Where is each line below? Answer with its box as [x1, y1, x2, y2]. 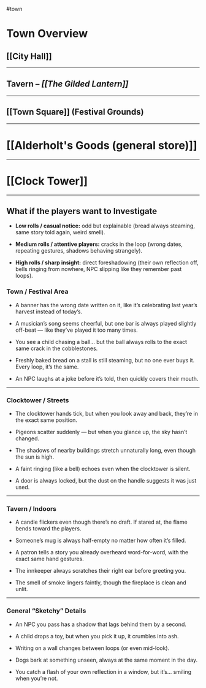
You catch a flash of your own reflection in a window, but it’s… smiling [15, 668, 192, 675]
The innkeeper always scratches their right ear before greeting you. [15, 567, 186, 575]
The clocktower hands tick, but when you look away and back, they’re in [15, 410, 198, 417]
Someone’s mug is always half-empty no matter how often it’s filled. [15, 537, 186, 545]
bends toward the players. [15, 525, 82, 532]
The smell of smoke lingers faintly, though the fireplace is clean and [15, 579, 187, 586]
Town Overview [6, 27, 88, 40]
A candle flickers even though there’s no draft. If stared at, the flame [15, 518, 188, 526]
